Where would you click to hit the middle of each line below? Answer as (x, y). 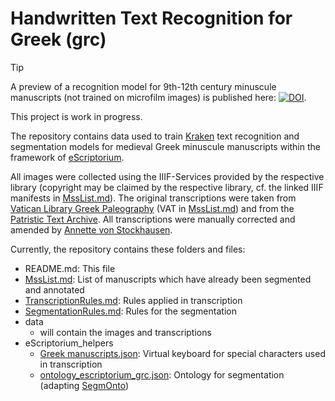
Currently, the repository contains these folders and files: (128, 249)
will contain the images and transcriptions (125, 332)
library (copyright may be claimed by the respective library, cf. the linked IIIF (167, 187)
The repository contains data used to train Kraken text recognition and (155, 136)
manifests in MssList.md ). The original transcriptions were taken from (153, 198)
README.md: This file (70, 268)
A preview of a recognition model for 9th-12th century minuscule (143, 86)
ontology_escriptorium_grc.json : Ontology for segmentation (162, 374)
